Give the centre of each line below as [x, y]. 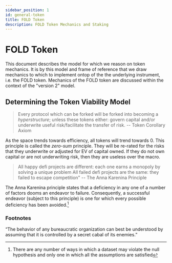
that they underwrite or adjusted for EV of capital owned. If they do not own [85, 151]
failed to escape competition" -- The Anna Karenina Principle [82, 178]
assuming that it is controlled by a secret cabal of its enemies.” [71, 234]
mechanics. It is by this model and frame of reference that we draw [76, 69]
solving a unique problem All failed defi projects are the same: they [88, 172]
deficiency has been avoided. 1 [37, 204]
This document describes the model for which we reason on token [75, 64]
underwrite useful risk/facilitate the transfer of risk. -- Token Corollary [91, 125]
